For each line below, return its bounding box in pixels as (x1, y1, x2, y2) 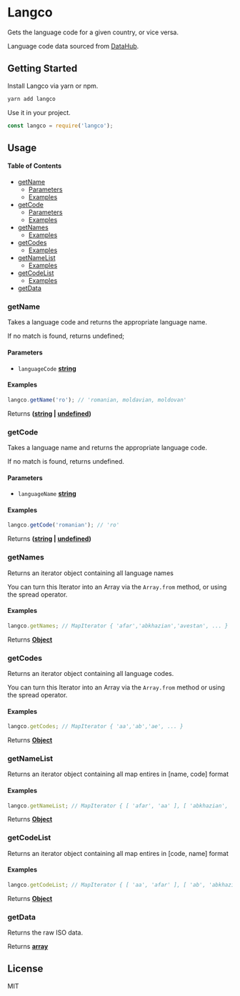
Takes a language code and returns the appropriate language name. (7, 318, 208, 327)
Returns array (7, 942, 49, 951)
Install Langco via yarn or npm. (7, 81, 99, 90)
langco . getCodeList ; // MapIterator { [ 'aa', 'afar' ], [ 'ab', (7, 881, 206, 888)
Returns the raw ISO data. (7, 928, 84, 937)
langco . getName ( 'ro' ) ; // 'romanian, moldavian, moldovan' (7, 396, 187, 404)
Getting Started (7, 62, 78, 75)
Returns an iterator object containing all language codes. (7, 669, 174, 677)
